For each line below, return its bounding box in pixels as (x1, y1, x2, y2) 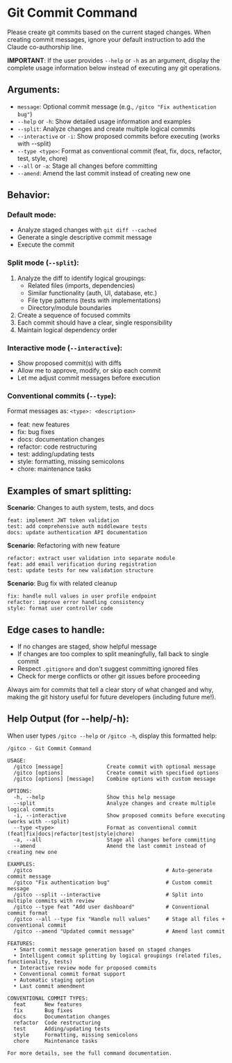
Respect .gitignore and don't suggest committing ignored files (17, 664, 199, 673)
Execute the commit (17, 240, 75, 249)
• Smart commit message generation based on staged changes (13, 946, 191, 953)
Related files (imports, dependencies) (27, 281, 135, 290)
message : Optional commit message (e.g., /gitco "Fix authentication (17, 102, 217, 111)
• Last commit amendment (13, 982, 85, 990)
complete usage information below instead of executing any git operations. (7, 63, 222, 72)
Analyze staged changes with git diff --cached (17, 226, 157, 234)
